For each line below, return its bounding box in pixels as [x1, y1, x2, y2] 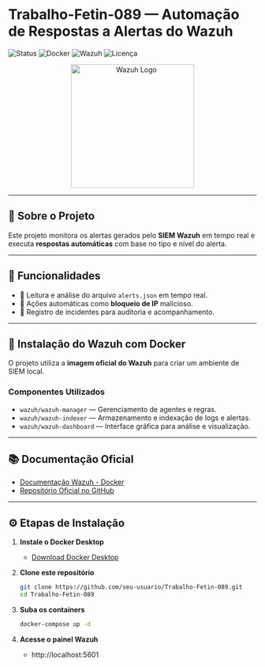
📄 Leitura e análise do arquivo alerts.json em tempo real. [19, 290, 208, 300]
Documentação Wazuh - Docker [19, 477, 125, 487]
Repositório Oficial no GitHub [19, 486, 114, 495]
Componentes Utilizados [8, 386, 105, 397]
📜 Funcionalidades [8, 269, 101, 282]
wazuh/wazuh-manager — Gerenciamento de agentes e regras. [19, 404, 217, 414]
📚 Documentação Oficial [8, 453, 134, 466]
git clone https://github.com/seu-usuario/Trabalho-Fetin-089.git [19, 583, 243, 591]
